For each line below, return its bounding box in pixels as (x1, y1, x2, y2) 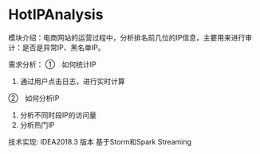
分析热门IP (19, 120, 55, 129)
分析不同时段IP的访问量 (19, 110, 97, 120)
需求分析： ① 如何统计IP (8, 60, 97, 69)
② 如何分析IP (8, 93, 60, 102)
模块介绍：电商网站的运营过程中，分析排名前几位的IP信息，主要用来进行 (8, 33, 246, 42)
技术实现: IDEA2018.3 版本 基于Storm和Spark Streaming (8, 137, 192, 146)
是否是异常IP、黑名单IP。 (22, 42, 105, 52)
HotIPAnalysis (8, 6, 104, 24)
